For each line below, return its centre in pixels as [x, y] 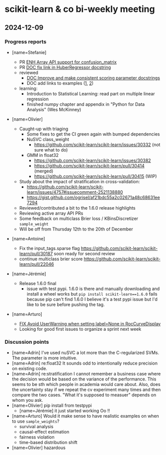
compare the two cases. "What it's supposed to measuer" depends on [84, 395]
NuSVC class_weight [48, 139]
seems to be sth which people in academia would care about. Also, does [86, 384]
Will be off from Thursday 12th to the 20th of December [76, 229]
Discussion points [27, 342]
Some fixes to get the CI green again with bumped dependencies [93, 134]
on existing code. [30, 369]
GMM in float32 [43, 155]
